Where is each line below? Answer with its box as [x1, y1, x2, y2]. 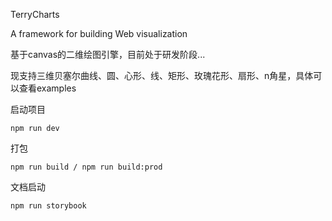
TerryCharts [10, 9, 60, 20]
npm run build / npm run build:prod [10, 162, 163, 172]
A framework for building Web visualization [10, 28, 188, 39]
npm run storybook [10, 201, 87, 211]
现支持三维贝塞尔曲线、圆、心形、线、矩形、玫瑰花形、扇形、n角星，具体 [10, 70, 314, 81]
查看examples [18, 82, 77, 94]
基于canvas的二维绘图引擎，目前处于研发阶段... [10, 49, 206, 60]
